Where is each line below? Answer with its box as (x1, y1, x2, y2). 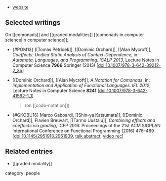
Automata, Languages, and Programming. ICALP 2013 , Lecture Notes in (12, 57, 159, 63)
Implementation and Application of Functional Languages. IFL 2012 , (12, 82, 151, 88)
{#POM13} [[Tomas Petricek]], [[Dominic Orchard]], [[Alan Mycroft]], (12, 46, 152, 52)
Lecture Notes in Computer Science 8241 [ (12, 88, 100, 93)
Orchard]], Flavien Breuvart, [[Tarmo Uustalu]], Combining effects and (12, 117, 156, 123)
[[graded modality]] (12, 160, 52, 166)
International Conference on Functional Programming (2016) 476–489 (12, 128, 154, 134)
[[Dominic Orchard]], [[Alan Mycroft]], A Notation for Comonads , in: (12, 77, 150, 83)
